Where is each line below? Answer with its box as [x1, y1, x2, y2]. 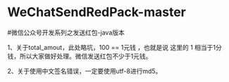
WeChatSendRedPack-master [7, 4, 187, 20]
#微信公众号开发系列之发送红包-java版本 [7, 28, 125, 36]
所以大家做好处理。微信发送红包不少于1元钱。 [19, 52, 152, 60]
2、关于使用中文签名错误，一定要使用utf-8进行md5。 [7, 67, 162, 75]
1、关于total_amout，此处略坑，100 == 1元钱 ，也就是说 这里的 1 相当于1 [7, 43, 216, 51]
